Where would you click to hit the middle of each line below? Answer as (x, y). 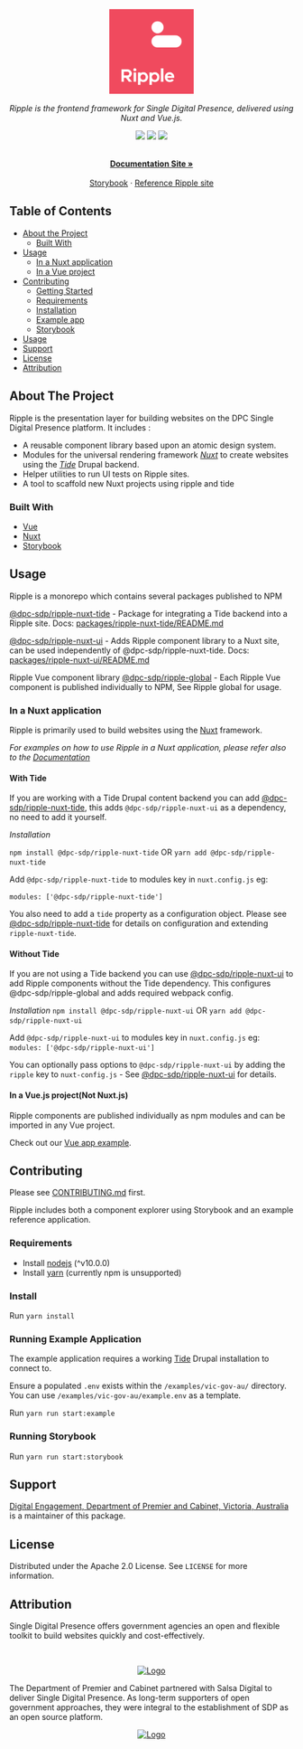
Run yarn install (42, 1316)
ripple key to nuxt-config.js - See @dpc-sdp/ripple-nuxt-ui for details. (143, 1074)
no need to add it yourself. (58, 818)
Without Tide (35, 953)
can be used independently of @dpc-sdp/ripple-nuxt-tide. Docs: (129, 650)
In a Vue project (65, 271)
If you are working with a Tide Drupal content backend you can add (134, 798)
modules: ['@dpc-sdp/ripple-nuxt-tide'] (87, 897)
